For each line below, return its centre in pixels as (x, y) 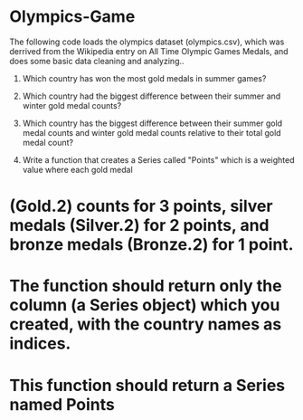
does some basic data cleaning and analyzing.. (97, 61)
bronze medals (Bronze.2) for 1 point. (151, 245)
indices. (40, 344)
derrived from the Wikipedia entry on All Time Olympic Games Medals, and (149, 51)
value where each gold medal (77, 169)
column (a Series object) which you (145, 305)
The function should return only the (146, 286)
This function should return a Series (147, 385)
